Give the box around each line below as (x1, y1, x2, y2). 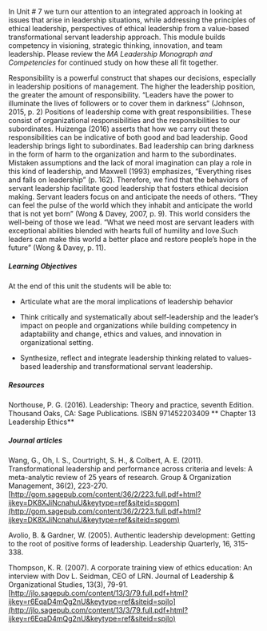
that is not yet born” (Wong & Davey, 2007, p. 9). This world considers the (8, 209, 250, 218)
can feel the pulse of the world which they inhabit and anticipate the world (8, 200, 253, 210)
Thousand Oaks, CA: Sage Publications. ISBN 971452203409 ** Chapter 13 (8, 408, 257, 418)
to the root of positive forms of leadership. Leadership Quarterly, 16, (8, 538, 232, 548)
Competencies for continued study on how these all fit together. (8, 58, 218, 67)
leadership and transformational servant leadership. (42, 361, 213, 371)
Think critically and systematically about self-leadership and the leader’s (19, 312, 259, 322)
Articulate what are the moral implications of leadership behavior (19, 296, 233, 306)
